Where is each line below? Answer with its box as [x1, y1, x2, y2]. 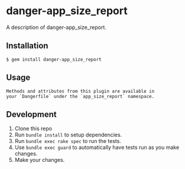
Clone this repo [14, 125, 52, 132]
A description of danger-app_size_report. [6, 24, 106, 31]
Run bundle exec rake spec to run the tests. [14, 138, 121, 145]
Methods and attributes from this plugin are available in [6, 88, 155, 94]
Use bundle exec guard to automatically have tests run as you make [14, 144, 180, 151]
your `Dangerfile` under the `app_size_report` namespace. [6, 93, 155, 99]
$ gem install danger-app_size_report [6, 56, 102, 63]
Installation [6, 41, 48, 51]
